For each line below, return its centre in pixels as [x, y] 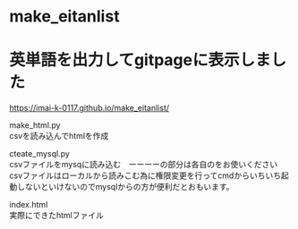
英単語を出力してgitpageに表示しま [140, 60]
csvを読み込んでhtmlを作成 [59, 136]
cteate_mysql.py [39, 154]
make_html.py [35, 125]
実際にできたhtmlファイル [57, 216]
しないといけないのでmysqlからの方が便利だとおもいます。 [125, 187]
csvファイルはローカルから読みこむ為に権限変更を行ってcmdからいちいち [145, 175]
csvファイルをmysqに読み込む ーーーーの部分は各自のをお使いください [144, 165]
